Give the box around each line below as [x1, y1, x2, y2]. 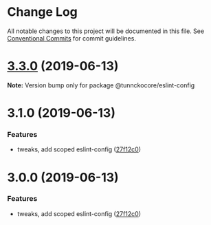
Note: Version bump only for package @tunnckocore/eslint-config [7, 81, 195, 89]
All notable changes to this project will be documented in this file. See [7, 27, 205, 35]
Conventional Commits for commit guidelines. [7, 34, 136, 42]
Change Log [7, 4, 78, 20]
